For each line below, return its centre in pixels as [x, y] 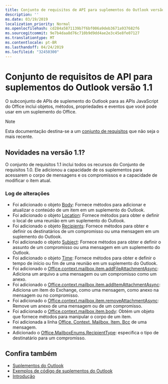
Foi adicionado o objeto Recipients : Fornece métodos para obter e [80, 226]
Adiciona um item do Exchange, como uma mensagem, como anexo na [85, 290]
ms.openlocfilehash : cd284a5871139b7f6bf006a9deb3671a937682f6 [72, 29]
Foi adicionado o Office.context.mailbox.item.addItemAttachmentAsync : [86, 285]
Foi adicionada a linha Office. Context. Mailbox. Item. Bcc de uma [79, 322]
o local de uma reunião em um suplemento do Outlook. [69, 220]
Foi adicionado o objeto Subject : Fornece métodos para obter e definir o [87, 242]
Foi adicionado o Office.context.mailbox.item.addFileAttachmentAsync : [85, 269]
